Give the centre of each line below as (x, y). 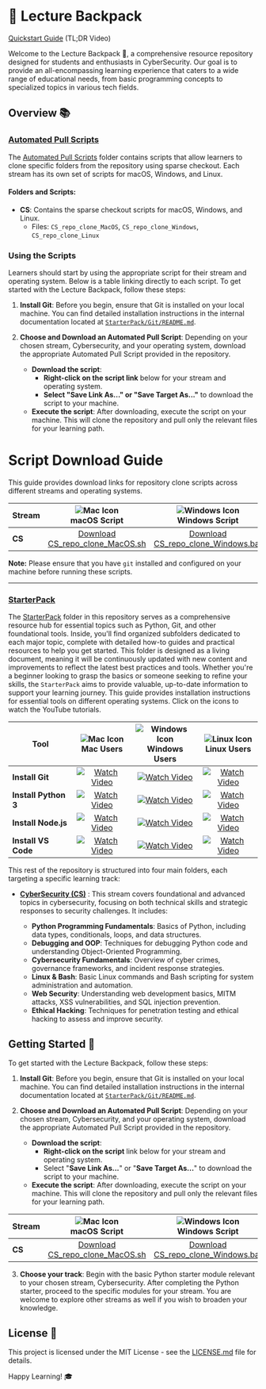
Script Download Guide (86, 460)
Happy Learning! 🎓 (40, 1376)
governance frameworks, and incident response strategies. (128, 969)
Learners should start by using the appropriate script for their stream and (127, 273)
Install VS (31, 841)
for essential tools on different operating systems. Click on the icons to (123, 701)
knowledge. (39, 1308)
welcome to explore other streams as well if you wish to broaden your (133, 1299)
